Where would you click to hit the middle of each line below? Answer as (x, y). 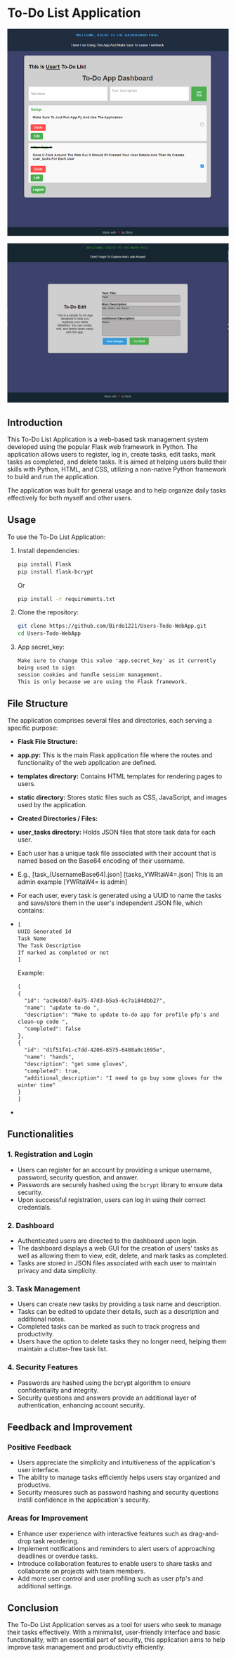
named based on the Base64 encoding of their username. (101, 861)
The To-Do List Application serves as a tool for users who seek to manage (114, 1625)
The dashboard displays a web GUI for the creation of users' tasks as (118, 1248)
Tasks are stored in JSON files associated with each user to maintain (117, 1263)
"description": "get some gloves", (76, 1064)
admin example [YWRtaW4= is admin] (72, 882)
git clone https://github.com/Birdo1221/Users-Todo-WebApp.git (112, 626)
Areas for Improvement (48, 1518)
